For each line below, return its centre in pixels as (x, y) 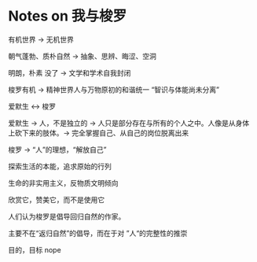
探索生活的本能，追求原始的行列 (60, 166)
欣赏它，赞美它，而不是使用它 (56, 199)
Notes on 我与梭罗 (68, 16)
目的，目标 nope (35, 249)
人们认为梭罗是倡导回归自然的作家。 (67, 216)
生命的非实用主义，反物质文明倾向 (63, 183)
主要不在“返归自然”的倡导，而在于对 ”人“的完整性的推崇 (98, 233)
